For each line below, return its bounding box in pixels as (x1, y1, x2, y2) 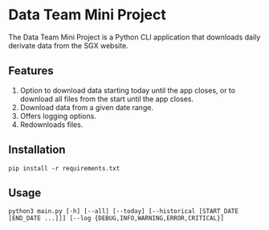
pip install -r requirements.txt (8, 164, 120, 172)
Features (8, 64, 54, 78)
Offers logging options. (19, 111, 96, 121)
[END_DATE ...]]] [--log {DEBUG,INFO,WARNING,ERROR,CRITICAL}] (8, 215, 225, 223)
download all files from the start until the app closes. (19, 94, 194, 104)
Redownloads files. (19, 119, 84, 129)
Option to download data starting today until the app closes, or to (19, 85, 235, 95)
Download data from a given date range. (19, 102, 154, 112)
